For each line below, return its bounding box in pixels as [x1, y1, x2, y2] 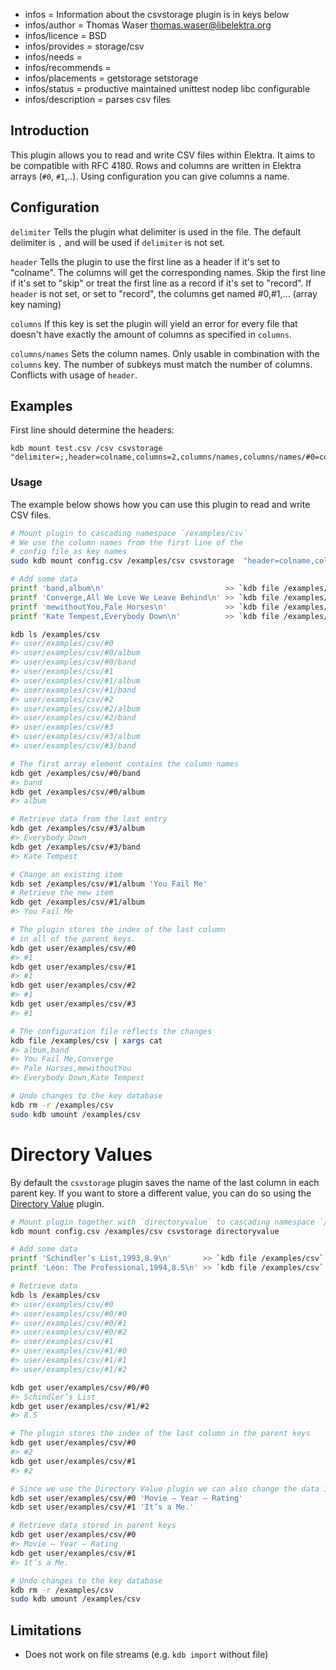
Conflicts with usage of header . [10, 369, 138, 381]
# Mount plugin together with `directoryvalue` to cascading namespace [10, 1217, 315, 1227]
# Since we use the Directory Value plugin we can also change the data [10, 1484, 320, 1494]
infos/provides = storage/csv [24, 40, 145, 52]
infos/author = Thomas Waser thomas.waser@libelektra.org [24, 19, 272, 31]
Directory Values [10, 1143, 153, 1166]
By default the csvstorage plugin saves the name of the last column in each [10, 1176, 320, 1188]
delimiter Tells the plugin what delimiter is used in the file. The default [10, 225, 302, 238]
